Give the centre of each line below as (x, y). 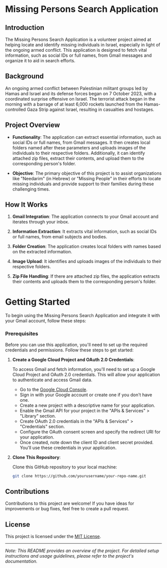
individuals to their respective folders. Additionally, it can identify (79, 153)
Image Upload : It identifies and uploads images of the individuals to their (87, 261)
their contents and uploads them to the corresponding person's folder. (84, 282)
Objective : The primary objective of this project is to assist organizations (87, 173)
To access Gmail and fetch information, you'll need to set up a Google (84, 369)
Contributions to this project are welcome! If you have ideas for (70, 503)
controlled (16, 109)
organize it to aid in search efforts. (40, 60)
